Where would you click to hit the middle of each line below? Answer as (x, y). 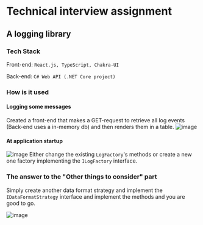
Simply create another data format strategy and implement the (84, 190)
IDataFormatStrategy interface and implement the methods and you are (96, 196)
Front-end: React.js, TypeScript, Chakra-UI (63, 64)
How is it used (27, 92)
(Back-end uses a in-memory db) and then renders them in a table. (90, 127)
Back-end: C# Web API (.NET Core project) (61, 76)
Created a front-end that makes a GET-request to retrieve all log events (95, 120)
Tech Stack (23, 51)
